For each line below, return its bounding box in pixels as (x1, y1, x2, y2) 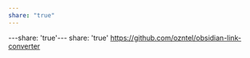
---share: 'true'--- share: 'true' (8, 33, 109, 42)
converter (8, 41, 41, 51)
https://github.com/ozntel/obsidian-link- (110, 33, 241, 42)
